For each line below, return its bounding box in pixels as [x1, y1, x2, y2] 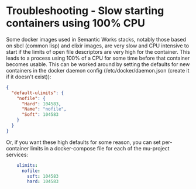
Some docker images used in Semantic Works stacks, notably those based [6, 36, 186, 43]
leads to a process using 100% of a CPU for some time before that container [6, 54, 190, 61]
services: [6, 151, 28, 158]
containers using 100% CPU [6, 16, 145, 30]
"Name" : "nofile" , [21, 106, 67, 112]
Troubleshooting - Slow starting [6, 4, 164, 18]
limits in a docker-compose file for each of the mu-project [30, 145, 170, 152]
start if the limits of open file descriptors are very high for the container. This [6, 48, 190, 55]
